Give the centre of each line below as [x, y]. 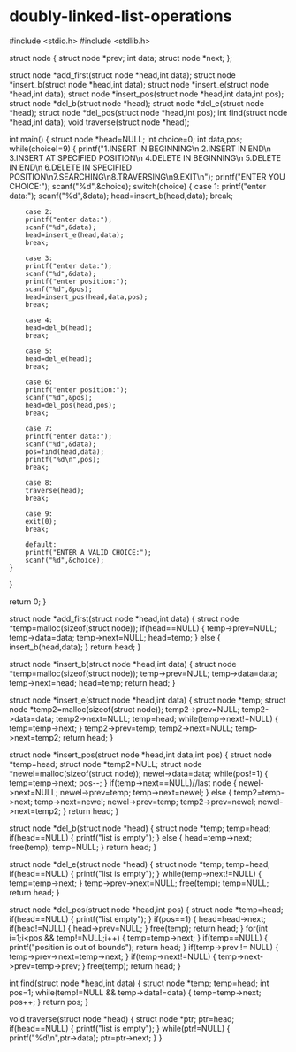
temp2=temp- [259, 792]
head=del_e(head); [59, 359]
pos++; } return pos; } [49, 1002]
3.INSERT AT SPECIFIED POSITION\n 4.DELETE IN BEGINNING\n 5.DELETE [145, 157]
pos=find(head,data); [65, 452]
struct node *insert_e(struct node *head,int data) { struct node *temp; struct [148, 700]
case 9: [39, 514]
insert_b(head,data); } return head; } [75, 647]
